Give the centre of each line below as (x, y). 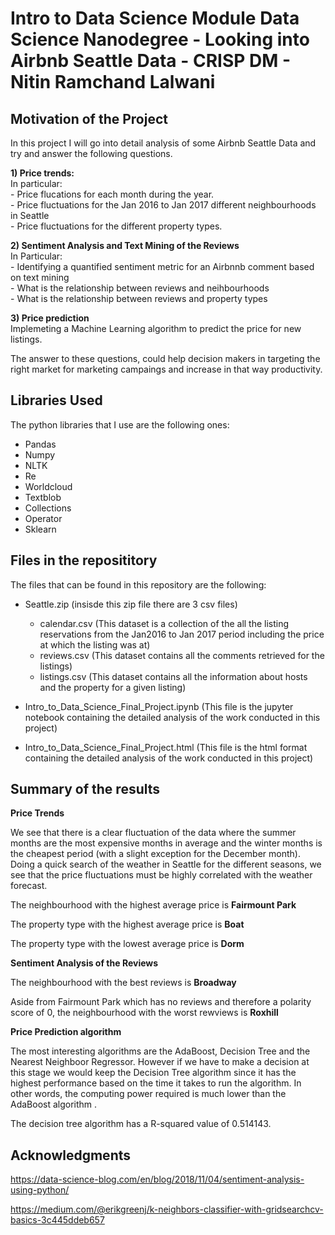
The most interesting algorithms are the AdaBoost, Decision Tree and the (160, 1051)
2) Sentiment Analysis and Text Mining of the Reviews (125, 245)
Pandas (40, 444)
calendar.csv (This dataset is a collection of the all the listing (164, 623)
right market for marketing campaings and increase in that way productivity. (166, 369)
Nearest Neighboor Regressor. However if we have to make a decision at (160, 1062)
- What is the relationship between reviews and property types (139, 298)
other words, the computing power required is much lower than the (148, 1094)
